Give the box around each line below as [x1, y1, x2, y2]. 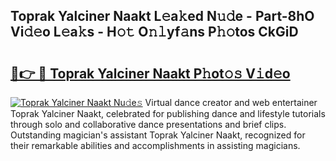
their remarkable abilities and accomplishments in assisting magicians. [10, 140, 301, 151]
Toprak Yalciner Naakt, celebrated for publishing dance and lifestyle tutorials [10, 108, 326, 119]
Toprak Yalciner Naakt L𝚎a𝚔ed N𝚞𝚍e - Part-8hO [10, 8, 315, 25]
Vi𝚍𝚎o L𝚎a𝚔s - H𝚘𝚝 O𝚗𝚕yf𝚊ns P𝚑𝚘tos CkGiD [10, 24, 299, 41]
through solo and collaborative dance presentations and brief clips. [10, 119, 287, 130]
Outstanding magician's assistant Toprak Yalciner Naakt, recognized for [10, 129, 306, 141]
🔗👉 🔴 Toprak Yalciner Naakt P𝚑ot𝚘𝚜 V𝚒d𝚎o [10, 65, 291, 82]
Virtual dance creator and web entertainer [144, 97, 318, 108]
